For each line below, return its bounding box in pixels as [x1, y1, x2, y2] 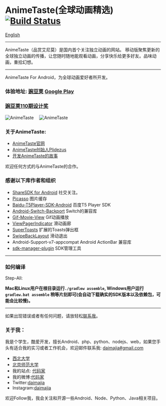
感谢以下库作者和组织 [5, 177, 56, 184]
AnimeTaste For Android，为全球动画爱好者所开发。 [5, 74, 110, 80]
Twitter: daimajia [12, 380, 45, 386]
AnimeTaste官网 [12, 140, 45, 146]
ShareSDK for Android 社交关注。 [12, 189, 81, 195]
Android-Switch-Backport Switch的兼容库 [12, 208, 97, 214]
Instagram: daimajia [12, 385, 51, 391]
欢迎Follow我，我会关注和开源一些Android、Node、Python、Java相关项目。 [5, 395, 161, 401]
